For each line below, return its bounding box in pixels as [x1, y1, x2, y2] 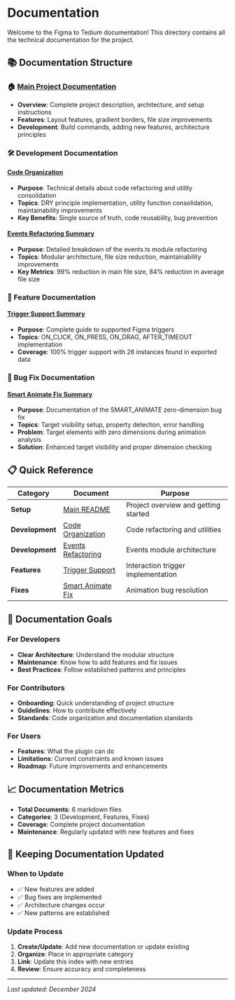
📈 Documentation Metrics [7, 783, 124, 795]
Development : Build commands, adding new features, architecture [17, 123, 210, 131]
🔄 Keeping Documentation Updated [7, 848, 164, 860]
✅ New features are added [17, 885, 94, 893]
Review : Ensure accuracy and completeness [17, 965, 146, 973]
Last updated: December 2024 [7, 985, 97, 994]
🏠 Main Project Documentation [7, 82, 117, 92]
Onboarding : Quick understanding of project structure [17, 699, 175, 707]
